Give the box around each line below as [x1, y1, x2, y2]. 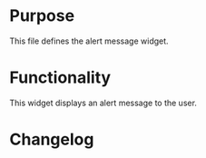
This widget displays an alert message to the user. [9, 97, 198, 108]
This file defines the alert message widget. [9, 35, 170, 46]
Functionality [9, 67, 112, 88]
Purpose [9, 5, 75, 26]
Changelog [9, 129, 94, 150]
